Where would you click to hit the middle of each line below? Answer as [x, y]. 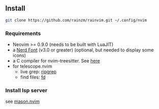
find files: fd [33, 77]
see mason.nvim [22, 101]
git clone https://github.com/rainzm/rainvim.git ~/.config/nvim [76, 20]
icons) [19, 55]
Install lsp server [26, 90]
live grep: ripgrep [38, 72]
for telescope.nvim [32, 66]
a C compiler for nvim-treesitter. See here [56, 60]
